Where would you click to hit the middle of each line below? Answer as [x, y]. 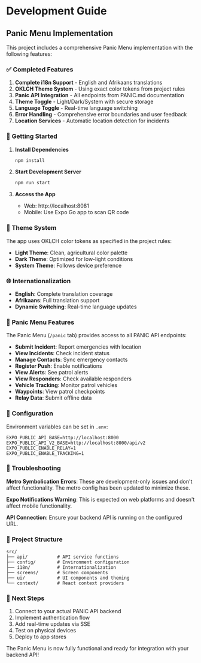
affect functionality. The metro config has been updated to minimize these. [98, 488]
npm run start [32, 183]
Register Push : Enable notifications [59, 366]
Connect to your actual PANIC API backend [68, 611]
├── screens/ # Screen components [57, 573]
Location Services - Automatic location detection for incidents [92, 121]
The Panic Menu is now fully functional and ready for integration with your [98, 649]
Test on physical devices [45, 631]
